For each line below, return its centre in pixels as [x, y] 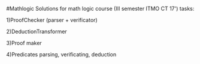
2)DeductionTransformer [37, 31]
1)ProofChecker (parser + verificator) [52, 20]
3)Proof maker [24, 43]
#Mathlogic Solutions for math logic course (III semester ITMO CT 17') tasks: [100, 9]
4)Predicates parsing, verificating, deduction [61, 55]
